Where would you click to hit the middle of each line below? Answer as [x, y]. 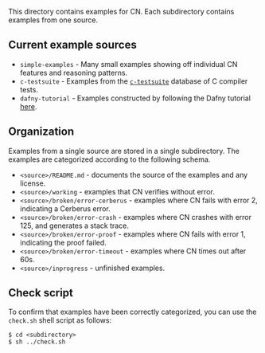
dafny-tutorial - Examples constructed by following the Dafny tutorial [135, 98]
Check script [41, 293]
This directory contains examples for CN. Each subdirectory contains [121, 12]
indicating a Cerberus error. [65, 208]
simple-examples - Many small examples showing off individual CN [129, 64]
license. [33, 183]
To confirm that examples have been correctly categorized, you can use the [132, 312]
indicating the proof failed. [63, 242]
